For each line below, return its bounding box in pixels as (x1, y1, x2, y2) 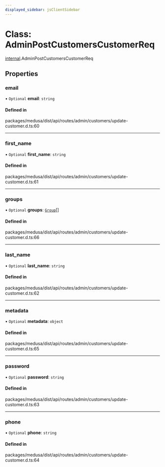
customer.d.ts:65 (5, 346, 39, 352)
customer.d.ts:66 (5, 234, 40, 240)
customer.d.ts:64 (5, 457, 40, 463)
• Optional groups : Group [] (5, 207, 59, 213)
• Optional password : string (5, 374, 64, 380)
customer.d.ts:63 (5, 401, 40, 407)
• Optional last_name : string (5, 263, 65, 269)
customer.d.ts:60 (5, 123, 40, 129)
